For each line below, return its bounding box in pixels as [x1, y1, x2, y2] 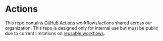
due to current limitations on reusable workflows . [5, 30, 106, 36]
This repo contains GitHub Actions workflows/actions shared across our [5, 20, 152, 26]
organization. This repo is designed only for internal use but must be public [5, 25, 159, 31]
